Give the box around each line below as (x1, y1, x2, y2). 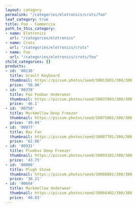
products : (5, 64, 26, 69)
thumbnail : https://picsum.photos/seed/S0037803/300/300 (10, 96, 132, 101)
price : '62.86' (10, 139, 42, 144)
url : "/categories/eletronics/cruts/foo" (10, 54, 99, 60)
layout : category (5, 7, 42, 13)
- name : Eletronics (5, 31, 47, 36)
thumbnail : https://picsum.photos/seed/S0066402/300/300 (10, 190, 132, 195)
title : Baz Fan (10, 129, 42, 134)
